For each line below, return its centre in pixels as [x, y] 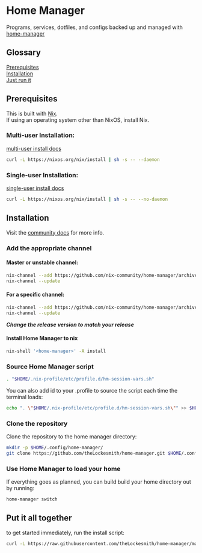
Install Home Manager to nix [42, 338]
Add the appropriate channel [49, 248]
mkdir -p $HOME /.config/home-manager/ [55, 447]
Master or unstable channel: [42, 262]
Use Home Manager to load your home [63, 469]
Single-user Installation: [42, 175]
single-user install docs [35, 188]
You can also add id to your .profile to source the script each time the [92, 390]
